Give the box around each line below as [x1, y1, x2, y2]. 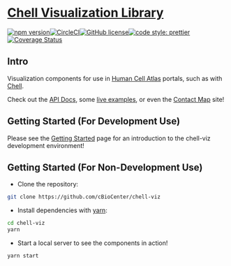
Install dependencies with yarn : [17, 206, 108, 214]
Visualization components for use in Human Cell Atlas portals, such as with [7, 74, 223, 82]
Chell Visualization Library [7, 5, 164, 21]
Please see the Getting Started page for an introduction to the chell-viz [7, 134, 211, 142]
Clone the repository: [17, 180, 79, 189]
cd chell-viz [7, 220, 45, 227]
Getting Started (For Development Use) [7, 115, 180, 127]
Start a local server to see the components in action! [17, 239, 168, 247]
